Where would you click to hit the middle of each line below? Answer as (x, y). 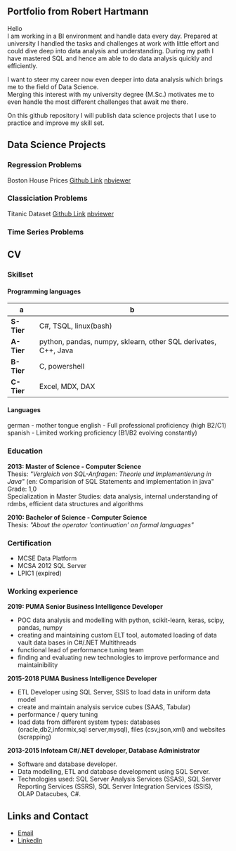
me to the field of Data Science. (53, 86)
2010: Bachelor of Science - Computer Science (77, 517)
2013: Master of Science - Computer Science (74, 466)
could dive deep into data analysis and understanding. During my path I (111, 51)
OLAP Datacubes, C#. (49, 794)
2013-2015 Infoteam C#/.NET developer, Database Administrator (104, 751)
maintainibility (38, 665)
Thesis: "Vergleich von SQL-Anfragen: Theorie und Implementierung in (110, 474)
